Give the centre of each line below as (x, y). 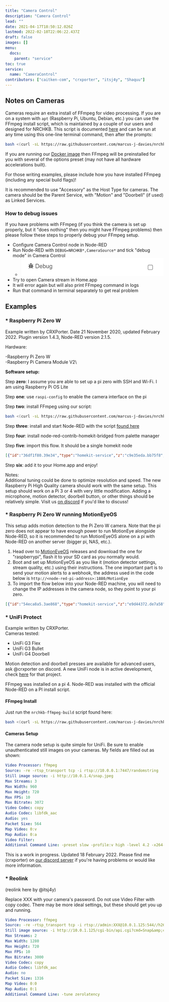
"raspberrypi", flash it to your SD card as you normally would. (76, 557)
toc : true (16, 64)
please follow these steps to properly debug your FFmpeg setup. (72, 235)
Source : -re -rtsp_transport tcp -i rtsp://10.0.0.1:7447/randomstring (82, 771)
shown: (13, 755)
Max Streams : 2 (21, 936)
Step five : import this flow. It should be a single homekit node (69, 445)
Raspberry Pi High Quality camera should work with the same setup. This (81, 485)
